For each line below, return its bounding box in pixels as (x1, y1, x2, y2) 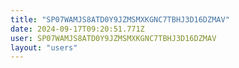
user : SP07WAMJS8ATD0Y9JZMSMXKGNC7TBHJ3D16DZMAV (10, 33, 217, 43)
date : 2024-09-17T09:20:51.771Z (10, 24, 145, 34)
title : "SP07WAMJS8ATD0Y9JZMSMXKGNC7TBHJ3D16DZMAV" (10, 14, 230, 25)
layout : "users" (10, 42, 78, 53)
